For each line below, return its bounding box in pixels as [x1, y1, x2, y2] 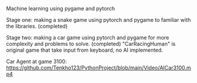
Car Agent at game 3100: [6, 58, 67, 65]
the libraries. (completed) [6, 23, 68, 29]
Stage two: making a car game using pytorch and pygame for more [6, 34, 170, 41]
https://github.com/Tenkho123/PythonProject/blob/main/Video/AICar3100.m [6, 64, 191, 71]
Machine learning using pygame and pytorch [6, 5, 115, 12]
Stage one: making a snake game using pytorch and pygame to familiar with [6, 16, 191, 23]
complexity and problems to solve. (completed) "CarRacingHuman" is [6, 41, 176, 47]
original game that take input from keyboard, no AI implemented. [6, 47, 163, 54]
